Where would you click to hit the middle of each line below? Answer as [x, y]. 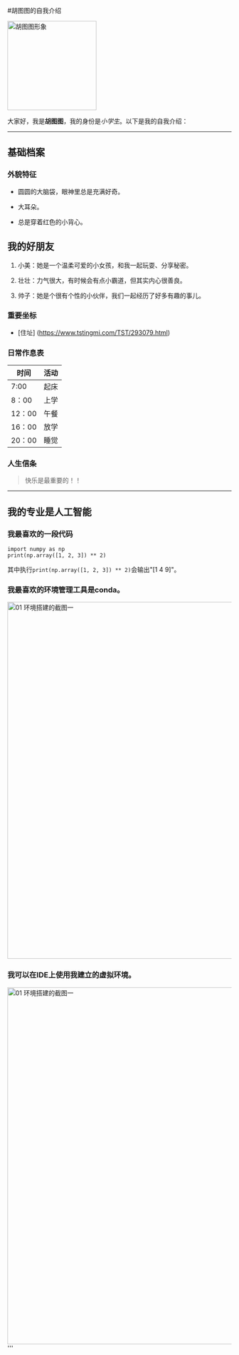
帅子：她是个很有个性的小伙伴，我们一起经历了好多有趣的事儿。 [111, 296]
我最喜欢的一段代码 [40, 534]
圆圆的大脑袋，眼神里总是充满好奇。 [71, 191]
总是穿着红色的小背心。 [52, 222]
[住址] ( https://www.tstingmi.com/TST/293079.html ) [94, 332]
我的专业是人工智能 [49, 512]
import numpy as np [36, 549]
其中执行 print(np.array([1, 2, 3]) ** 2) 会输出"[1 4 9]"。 [94, 570]
